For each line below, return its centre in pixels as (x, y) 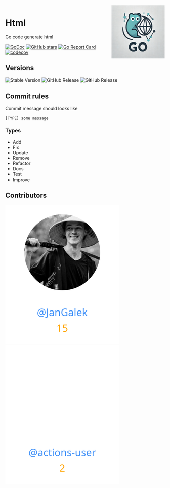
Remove (21, 158)
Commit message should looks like (41, 108)
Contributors (26, 195)
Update (20, 152)
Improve (21, 180)
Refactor (22, 163)
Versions (20, 68)
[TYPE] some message (27, 118)
